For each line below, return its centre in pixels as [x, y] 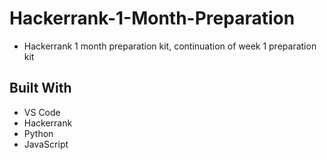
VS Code [42, 112]
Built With [40, 88]
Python [38, 133]
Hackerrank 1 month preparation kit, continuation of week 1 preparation [170, 46]
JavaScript [46, 144]
